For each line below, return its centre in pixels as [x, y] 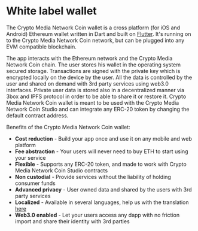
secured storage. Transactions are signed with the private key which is [93, 71]
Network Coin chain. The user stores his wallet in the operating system [94, 65]
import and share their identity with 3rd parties [72, 221]
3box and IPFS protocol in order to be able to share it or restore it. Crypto [96, 96]
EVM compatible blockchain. [41, 47]
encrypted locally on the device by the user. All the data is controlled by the [99, 77]
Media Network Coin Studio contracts [61, 170]
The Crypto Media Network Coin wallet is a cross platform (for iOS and [93, 28]
